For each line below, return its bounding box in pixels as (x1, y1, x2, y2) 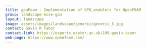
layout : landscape (5, 16, 44, 21)
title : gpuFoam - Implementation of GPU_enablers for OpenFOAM (5, 7, 141, 12)
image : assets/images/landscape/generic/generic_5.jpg (5, 21, 123, 26)
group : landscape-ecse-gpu (5, 12, 62, 17)
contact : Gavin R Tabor (5, 26, 56, 31)
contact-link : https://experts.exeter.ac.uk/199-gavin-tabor (5, 30, 137, 35)
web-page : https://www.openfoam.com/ (5, 35, 85, 40)
